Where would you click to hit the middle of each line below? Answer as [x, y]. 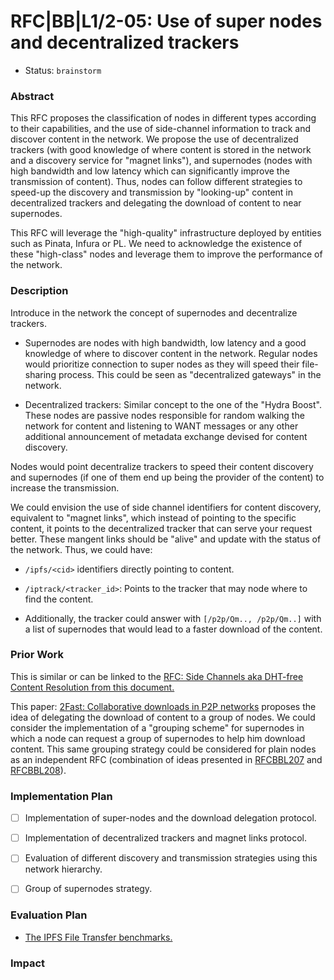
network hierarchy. [63, 869]
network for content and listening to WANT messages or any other [161, 426]
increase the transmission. [65, 487]
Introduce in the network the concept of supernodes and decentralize [154, 312]
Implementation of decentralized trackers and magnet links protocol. [165, 838]
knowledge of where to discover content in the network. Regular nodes [171, 353]
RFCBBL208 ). [38, 770]
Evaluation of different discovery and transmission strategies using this [171, 858]
